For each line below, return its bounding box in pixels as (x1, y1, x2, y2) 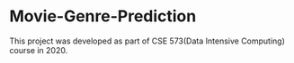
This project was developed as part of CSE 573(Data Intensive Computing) (9, 35, 286, 46)
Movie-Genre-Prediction (9, 6, 197, 27)
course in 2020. (9, 44, 68, 55)
